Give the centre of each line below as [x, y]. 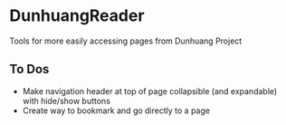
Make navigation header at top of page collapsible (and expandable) [150, 91]
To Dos [29, 69]
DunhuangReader [77, 16]
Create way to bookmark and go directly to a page [116, 111]
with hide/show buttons [67, 101]
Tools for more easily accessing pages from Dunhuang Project [126, 41]
